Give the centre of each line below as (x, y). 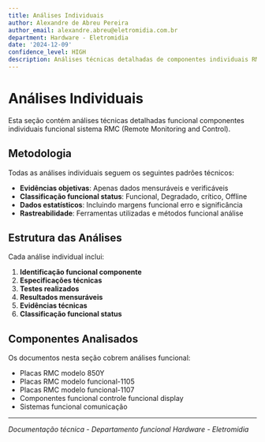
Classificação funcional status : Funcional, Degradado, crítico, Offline (133, 196)
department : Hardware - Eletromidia (68, 37)
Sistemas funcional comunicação (73, 406)
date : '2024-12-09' (40, 45)
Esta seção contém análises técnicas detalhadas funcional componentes (126, 120)
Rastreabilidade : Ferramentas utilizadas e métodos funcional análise (131, 213)
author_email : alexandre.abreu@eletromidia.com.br (93, 30)
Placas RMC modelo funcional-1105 (77, 382)
